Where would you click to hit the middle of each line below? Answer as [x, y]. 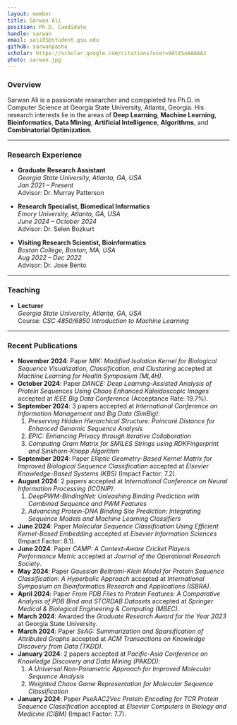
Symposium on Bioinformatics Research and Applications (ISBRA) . [114, 586]
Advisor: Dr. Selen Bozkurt [56, 229]
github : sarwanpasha [38, 47]
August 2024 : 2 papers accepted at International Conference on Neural [122, 481]
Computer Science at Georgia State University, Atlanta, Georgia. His [106, 107]
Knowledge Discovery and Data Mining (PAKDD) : [89, 661]
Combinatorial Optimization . [50, 130]
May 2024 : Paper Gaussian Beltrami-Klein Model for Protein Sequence [121, 571]
